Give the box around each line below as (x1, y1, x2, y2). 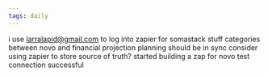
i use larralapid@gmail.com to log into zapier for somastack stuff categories (8, 34, 261, 44)
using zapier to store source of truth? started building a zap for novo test (8, 51, 250, 61)
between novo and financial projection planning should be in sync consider (8, 42, 258, 53)
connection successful (8, 60, 85, 70)
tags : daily (8, 11, 48, 20)
